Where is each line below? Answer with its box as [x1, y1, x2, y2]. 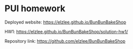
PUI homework [4, 3, 66, 14]
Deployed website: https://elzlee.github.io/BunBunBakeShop [4, 19, 127, 25]
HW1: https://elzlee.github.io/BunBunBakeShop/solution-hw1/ [4, 28, 128, 34]
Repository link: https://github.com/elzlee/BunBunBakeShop [4, 38, 126, 44]
